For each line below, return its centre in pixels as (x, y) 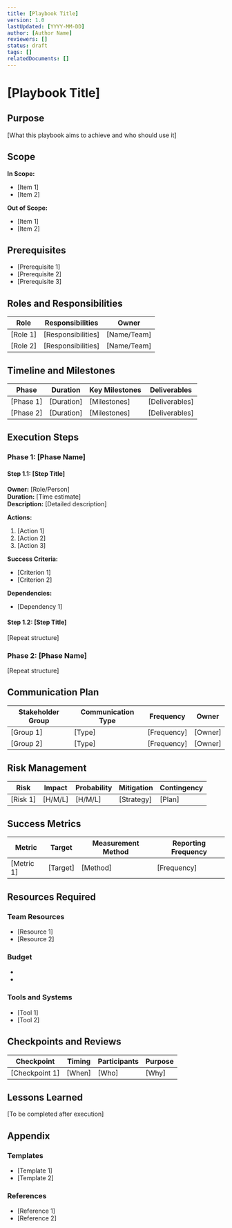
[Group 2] (27, 743)
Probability (94, 787)
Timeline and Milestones (61, 370)
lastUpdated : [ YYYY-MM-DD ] (46, 26)
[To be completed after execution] (56, 1114)
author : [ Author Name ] (40, 33)
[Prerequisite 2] (39, 274)
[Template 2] (35, 1178)
